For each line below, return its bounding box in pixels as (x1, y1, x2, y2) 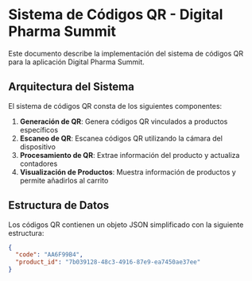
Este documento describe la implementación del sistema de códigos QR (8, 48, 244, 58)
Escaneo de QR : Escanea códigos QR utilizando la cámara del (19, 133, 223, 143)
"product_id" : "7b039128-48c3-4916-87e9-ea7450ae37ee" (15, 258, 201, 267)
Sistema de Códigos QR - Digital (8, 6, 223, 24)
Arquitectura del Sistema (8, 80, 135, 94)
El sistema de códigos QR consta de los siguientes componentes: (8, 101, 223, 110)
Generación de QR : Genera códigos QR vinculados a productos (19, 117, 228, 126)
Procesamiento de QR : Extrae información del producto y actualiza (19, 150, 240, 160)
